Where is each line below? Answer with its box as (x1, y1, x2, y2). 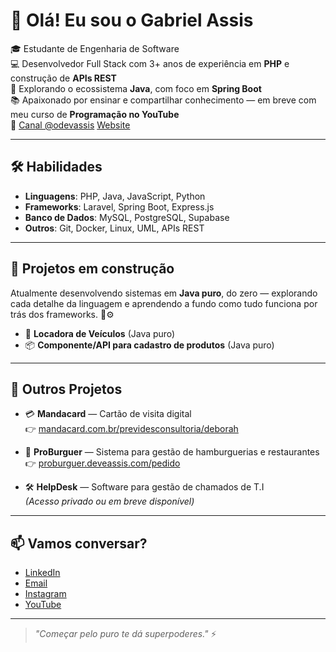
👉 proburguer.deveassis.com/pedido (24, 457, 181, 469)
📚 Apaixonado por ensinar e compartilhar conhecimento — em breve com (10, 94, 317, 106)
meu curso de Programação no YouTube (10, 108, 180, 120)
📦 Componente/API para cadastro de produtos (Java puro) (24, 339, 275, 351)
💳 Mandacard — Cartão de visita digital (24, 408, 192, 420)
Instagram (24, 588, 67, 600)
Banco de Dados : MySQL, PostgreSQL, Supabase (24, 211, 230, 223)
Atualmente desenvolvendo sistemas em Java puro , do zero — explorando (10, 287, 318, 299)
